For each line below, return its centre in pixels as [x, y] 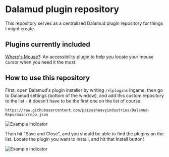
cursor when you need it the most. [41, 62]
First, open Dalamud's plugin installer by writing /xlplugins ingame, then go [84, 90]
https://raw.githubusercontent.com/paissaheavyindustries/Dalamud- [78, 110]
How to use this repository [48, 78]
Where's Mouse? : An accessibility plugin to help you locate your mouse [79, 57]
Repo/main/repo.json [27, 115]
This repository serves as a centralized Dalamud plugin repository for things [84, 23]
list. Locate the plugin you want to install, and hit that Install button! [75, 139]
